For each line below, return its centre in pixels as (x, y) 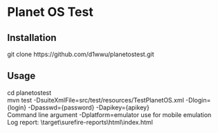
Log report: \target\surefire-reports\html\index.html (80, 122)
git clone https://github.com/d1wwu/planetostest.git (81, 54)
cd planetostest (29, 92)
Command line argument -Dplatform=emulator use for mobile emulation (109, 114)
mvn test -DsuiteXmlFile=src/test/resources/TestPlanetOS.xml (96, 100)
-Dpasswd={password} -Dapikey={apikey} (89, 107)
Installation (32, 38)
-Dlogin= (198, 100)
